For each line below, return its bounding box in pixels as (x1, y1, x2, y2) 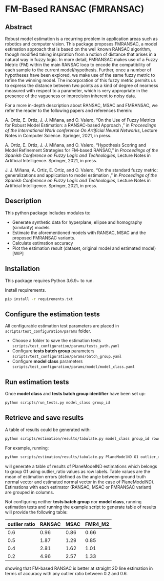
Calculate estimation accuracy (12, 240, 73, 246)
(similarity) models (12, 224, 50, 230)
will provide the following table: (5, 509, 68, 515)
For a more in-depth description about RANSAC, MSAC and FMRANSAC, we (5, 103, 158, 108)
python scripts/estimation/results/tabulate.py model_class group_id (5, 436, 150, 441)
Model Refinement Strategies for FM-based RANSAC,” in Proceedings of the (5, 148, 159, 153)
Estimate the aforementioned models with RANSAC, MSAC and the (12, 230, 146, 236)
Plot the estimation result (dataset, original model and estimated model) (12, 245, 156, 251)
